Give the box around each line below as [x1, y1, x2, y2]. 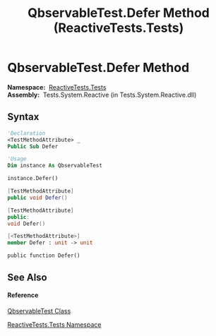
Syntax [7, 111, 40, 123]
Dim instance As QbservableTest [7, 162, 102, 169]
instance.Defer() [7, 175, 59, 182]
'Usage [7, 155, 27, 163]
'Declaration [7, 129, 46, 137]
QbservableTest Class [7, 306, 71, 315]
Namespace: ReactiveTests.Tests [7, 83, 107, 91]
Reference [7, 291, 39, 299]
